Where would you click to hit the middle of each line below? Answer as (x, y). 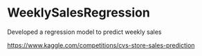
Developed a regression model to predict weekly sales (84, 32)
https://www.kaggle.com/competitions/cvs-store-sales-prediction (101, 45)
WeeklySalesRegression (79, 13)
